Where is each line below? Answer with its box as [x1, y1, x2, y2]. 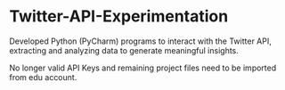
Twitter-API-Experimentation [9, 6, 229, 27]
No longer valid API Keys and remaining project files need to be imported [9, 62, 277, 73]
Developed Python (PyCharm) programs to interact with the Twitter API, [9, 36, 272, 46]
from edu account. [9, 71, 77, 82]
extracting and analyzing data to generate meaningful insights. [9, 45, 239, 55]
